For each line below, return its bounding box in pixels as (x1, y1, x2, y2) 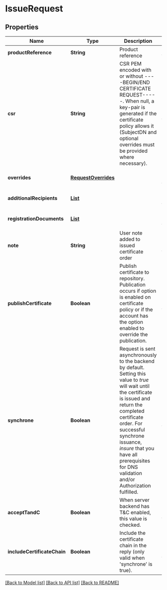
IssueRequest (5, 3, 63, 14)
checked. (119, 521, 141, 528)
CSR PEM (119, 60, 142, 67)
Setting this (119, 370, 146, 377)
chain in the (119, 542, 147, 549)
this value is (119, 515, 148, 522)
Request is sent (119, 346, 156, 352)
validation (119, 470, 143, 476)
